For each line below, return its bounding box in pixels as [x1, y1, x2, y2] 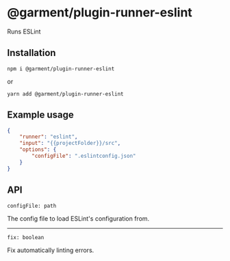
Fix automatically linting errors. [7, 246, 94, 254]
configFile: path [7, 202, 57, 209]
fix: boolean [7, 234, 44, 241]
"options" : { [19, 146, 57, 153]
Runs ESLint [7, 27, 41, 36]
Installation [7, 47, 56, 59]
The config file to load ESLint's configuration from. [7, 214, 150, 223]
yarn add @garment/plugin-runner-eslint [7, 90, 125, 97]
